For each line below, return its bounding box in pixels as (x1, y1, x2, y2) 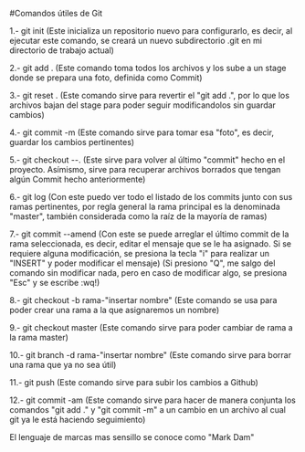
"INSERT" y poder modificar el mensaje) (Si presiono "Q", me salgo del (9, 258, 276, 268)
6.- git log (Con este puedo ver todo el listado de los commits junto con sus (9, 192, 293, 202)
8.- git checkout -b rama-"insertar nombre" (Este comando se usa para (9, 295, 278, 305)
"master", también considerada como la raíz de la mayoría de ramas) (9, 211, 268, 222)
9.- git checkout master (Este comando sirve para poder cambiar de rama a (9, 322, 294, 332)
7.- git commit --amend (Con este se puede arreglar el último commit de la (9, 228, 289, 239)
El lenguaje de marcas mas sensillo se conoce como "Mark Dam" (9, 432, 255, 442)
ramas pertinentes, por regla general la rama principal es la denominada (9, 201, 280, 212)
